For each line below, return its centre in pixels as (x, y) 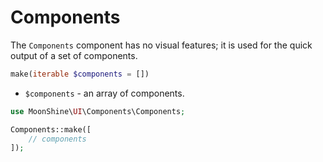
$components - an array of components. (104, 93)
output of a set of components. (74, 55)
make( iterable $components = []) (80, 74)
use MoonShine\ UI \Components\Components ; (98, 111)
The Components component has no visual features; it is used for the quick (161, 45)
